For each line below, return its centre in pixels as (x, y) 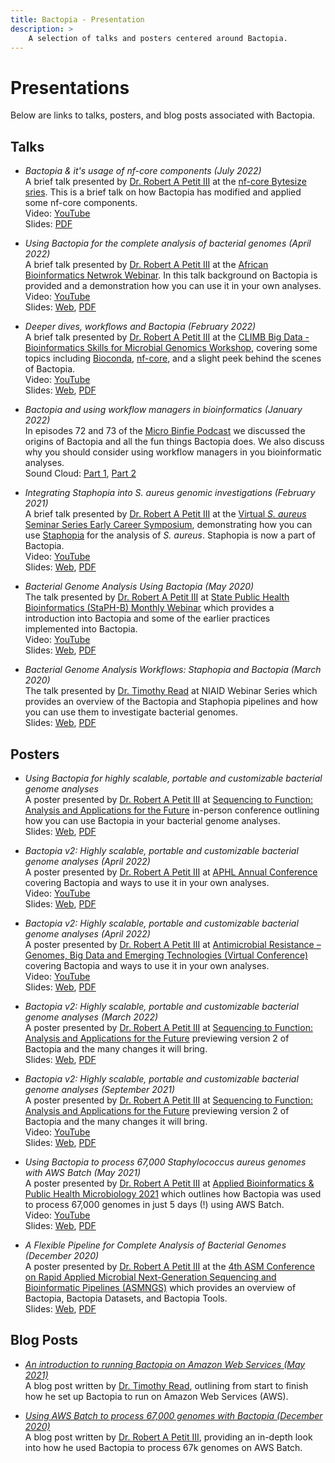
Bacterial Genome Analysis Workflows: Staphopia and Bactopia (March (173, 670)
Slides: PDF (48, 224)
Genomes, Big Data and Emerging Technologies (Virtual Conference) (166, 955)
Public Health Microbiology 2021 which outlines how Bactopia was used (173, 1193)
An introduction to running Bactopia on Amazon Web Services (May (165, 1364)
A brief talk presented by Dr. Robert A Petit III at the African (146, 265)
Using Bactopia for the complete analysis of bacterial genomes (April (168, 243)
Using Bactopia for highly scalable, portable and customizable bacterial (173, 778)
